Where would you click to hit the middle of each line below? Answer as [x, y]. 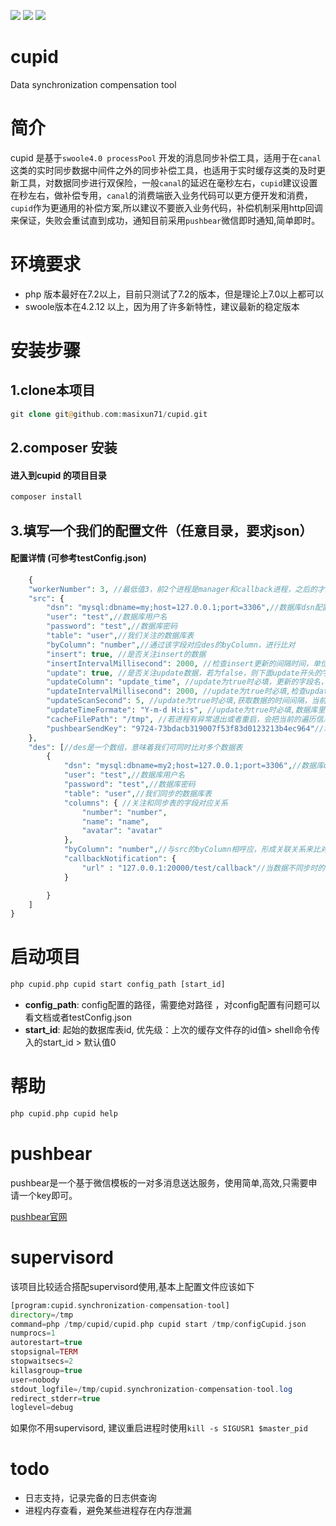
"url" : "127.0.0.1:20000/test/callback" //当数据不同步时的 [203, 868]
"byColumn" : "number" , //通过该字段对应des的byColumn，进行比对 [171, 645]
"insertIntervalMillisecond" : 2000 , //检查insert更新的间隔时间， [180, 663]
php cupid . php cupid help [64, 1114]
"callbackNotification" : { [120, 859]
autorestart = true [46, 1343]
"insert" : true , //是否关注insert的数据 [126, 654]
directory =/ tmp [42, 1315]
